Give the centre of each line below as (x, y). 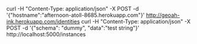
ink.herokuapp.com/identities (43, 21)
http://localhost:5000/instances (46, 34)
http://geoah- (163, 15)
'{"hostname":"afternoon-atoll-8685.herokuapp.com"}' (76, 15)
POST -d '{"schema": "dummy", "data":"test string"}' (73, 28)
